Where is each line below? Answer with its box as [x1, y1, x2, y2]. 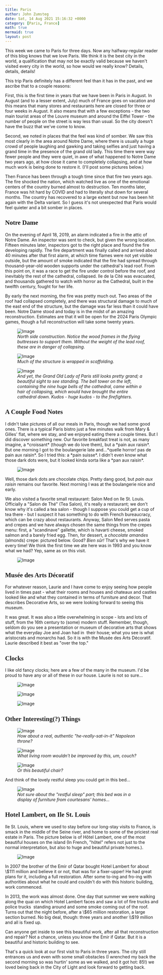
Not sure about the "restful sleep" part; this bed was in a [17, 791, 131, 797]
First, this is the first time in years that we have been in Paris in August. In [5, 92, 152, 98]
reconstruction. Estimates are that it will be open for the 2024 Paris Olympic [5, 313, 157, 319]
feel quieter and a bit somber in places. [5, 204, 84, 210]
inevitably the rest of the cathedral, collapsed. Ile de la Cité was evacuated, [5, 273, 156, 279]
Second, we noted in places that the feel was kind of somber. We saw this [5, 133, 153, 139]
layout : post [5, 35, 32, 39]
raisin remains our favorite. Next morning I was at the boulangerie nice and [5, 481, 155, 487]
